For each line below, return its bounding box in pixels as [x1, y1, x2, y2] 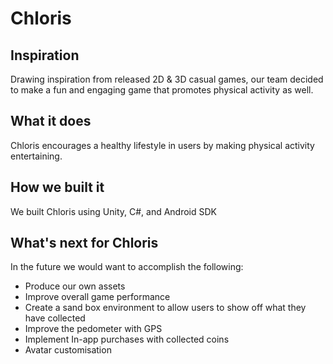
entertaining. [10, 150, 63, 162]
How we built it [10, 179, 105, 196]
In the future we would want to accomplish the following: [10, 261, 244, 273]
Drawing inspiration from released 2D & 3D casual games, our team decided [10, 73, 324, 85]
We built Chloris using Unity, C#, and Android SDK [10, 205, 217, 217]
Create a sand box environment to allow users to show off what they [24, 302, 307, 314]
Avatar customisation [24, 344, 112, 356]
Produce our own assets [24, 280, 126, 292]
